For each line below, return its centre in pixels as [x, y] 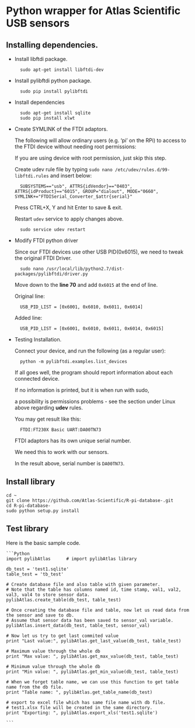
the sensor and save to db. [40, 615]
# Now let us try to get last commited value [62, 636]
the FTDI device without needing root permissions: [75, 147]
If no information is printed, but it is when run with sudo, [82, 390]
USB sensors [38, 23]
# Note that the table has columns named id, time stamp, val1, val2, [94, 590]
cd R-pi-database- [28, 506]
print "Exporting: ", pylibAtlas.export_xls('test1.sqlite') [82, 713]
